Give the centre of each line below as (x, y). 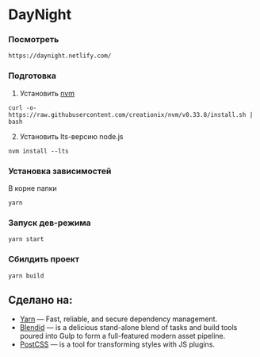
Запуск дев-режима (50, 223)
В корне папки (32, 188)
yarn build (26, 276)
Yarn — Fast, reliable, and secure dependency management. (119, 319)
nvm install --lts (38, 151)
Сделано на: (40, 300)
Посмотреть (34, 40)
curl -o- (23, 108)
